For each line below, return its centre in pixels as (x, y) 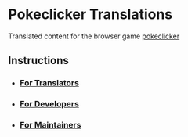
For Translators (49, 83)
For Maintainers (50, 125)
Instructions (38, 61)
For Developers (49, 104)
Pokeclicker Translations (90, 14)
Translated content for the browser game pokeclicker (94, 36)
